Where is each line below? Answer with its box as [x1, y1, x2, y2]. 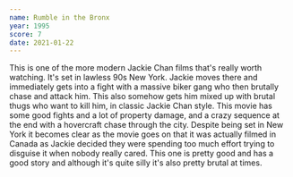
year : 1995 [9, 21, 50, 30]
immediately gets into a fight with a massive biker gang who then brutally [9, 81, 280, 92]
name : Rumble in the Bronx [9, 13, 110, 22]
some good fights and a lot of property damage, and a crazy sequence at [9, 110, 280, 121]
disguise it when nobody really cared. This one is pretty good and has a [9, 148, 274, 159]
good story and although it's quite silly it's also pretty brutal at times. [9, 157, 263, 168]
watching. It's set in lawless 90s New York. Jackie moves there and [9, 72, 258, 83]
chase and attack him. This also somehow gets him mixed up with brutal [9, 91, 276, 102]
